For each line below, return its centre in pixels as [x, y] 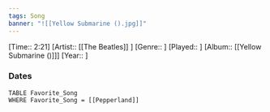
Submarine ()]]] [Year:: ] [48, 55]
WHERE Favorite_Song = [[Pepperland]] [74, 100]
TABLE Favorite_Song [43, 93]
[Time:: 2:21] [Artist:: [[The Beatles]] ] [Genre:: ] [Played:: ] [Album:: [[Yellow [135, 46]
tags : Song [27, 16]
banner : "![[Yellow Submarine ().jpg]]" [78, 24]
